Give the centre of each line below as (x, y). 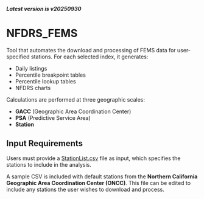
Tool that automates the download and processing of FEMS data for (91, 50)
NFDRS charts (33, 88)
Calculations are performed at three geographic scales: (76, 99)
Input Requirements (45, 143)
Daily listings (31, 68)
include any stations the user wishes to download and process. (85, 189)
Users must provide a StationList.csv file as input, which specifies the (93, 158)
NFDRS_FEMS (42, 33)
